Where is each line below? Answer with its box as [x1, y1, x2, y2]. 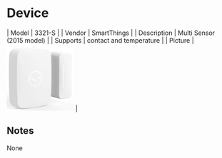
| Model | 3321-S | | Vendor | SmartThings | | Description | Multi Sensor [6, 28, 216, 37]
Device [6, 5, 49, 21]
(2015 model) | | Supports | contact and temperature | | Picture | [6, 36, 194, 44]
